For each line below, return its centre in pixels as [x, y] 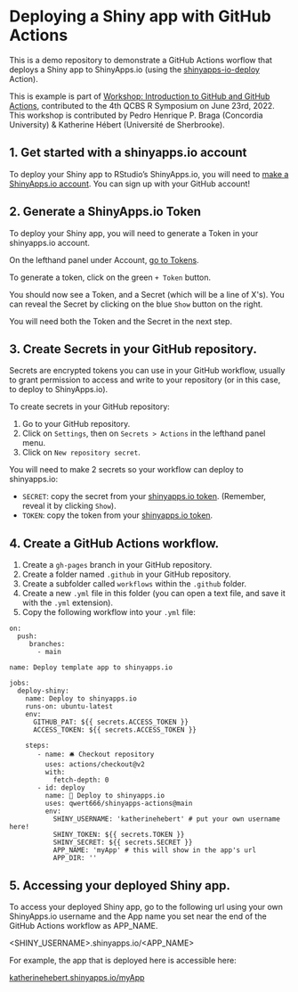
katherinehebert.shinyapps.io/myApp [77, 977]
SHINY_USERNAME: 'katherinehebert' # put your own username [166, 819]
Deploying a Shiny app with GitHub [140, 16]
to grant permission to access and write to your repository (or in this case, [145, 380]
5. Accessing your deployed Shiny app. [120, 885]
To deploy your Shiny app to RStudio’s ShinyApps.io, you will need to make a [149, 174]
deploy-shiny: [43, 691]
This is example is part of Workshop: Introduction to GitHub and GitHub [140, 96]
